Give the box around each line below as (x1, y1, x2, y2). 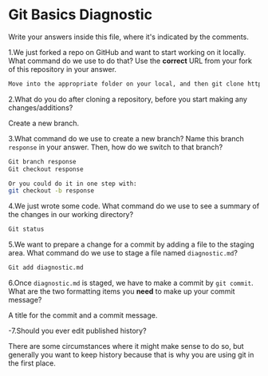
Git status (8, 225, 45, 233)
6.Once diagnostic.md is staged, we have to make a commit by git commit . (8, 278, 254, 288)
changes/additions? (8, 102, 73, 113)
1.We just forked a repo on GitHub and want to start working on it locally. (8, 47, 246, 57)
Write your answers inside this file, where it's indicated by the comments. (8, 32, 249, 42)
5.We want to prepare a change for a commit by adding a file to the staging (8, 239, 255, 249)
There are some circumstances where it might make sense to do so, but (8, 342, 245, 351)
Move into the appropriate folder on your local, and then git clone (8, 80, 245, 88)
